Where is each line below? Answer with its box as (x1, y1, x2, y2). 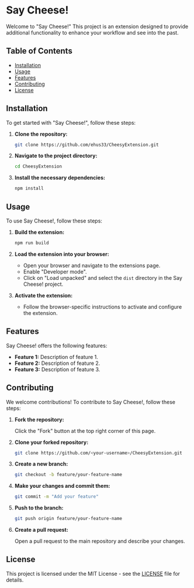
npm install (14, 186, 44, 192)
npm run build (14, 240, 49, 246)
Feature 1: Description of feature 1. (14, 353, 98, 360)
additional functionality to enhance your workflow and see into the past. (6, 29, 179, 36)
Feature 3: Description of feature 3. (14, 365, 101, 372)
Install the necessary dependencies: (14, 174, 105, 182)
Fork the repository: (14, 416, 64, 423)
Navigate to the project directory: (14, 152, 98, 159)
